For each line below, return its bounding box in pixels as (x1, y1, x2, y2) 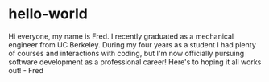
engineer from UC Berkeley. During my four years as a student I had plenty (8, 39, 256, 49)
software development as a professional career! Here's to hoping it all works (8, 57, 262, 67)
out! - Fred (8, 65, 44, 75)
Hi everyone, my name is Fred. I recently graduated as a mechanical (8, 31, 234, 41)
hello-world (8, 5, 89, 23)
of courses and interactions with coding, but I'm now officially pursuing (8, 48, 245, 58)
